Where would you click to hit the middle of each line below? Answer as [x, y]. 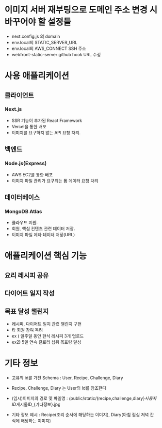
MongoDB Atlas [23, 211]
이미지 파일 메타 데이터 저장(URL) [43, 235]
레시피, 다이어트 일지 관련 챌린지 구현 [47, 324]
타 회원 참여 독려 [27, 330]
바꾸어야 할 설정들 [38, 22]
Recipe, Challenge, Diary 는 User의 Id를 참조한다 [59, 388]
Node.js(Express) [26, 164]
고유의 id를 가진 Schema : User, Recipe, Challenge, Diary [67, 378]
